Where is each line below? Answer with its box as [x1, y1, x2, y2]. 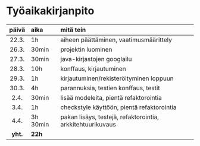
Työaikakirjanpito [6, 4, 95, 18]
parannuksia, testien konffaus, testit [60, 84, 160, 92]
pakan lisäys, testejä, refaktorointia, [60, 113, 160, 121]
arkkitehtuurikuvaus [60, 120, 116, 128]
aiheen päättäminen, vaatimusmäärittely [60, 36, 173, 44]
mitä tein [60, 26, 86, 34]
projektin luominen [60, 45, 112, 53]
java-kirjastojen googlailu [60, 55, 132, 63]
